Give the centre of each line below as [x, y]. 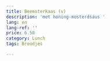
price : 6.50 [20, 33]
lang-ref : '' [22, 28]
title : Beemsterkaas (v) [36, 11]
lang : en [17, 22]
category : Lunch [26, 38]
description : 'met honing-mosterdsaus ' [56, 17]
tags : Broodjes [24, 44]
